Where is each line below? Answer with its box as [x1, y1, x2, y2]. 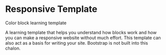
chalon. [5, 45, 21, 51]
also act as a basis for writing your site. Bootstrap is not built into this [5, 40, 148, 46]
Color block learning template [5, 20, 67, 26]
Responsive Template [5, 3, 98, 15]
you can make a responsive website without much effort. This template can [5, 35, 161, 41]
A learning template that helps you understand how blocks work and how [5, 29, 157, 35]
